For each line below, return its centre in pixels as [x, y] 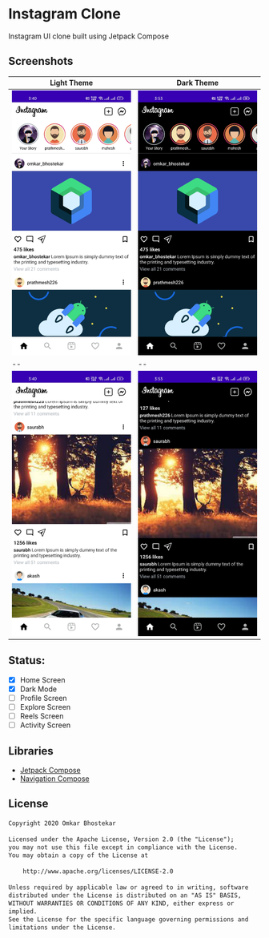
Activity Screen [45, 725]
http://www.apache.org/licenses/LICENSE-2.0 [98, 871]
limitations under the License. [62, 927]
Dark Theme [197, 83]
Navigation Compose [54, 779]
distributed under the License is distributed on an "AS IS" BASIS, [125, 895]
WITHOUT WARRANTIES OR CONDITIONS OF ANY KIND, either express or [121, 903]
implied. [23, 911]
